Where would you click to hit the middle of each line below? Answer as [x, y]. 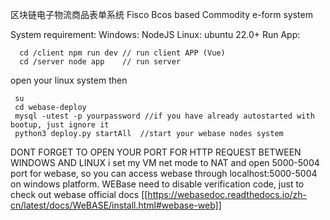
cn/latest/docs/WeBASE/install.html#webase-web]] [116, 205]
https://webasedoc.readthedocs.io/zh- [227, 194]
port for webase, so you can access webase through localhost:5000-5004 [164, 173]
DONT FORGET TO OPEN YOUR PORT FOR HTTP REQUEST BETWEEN [156, 152]
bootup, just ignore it [60, 125]
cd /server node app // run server [100, 62]
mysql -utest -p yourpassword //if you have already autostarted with [164, 116]
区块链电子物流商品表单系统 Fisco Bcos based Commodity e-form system [161, 14]
